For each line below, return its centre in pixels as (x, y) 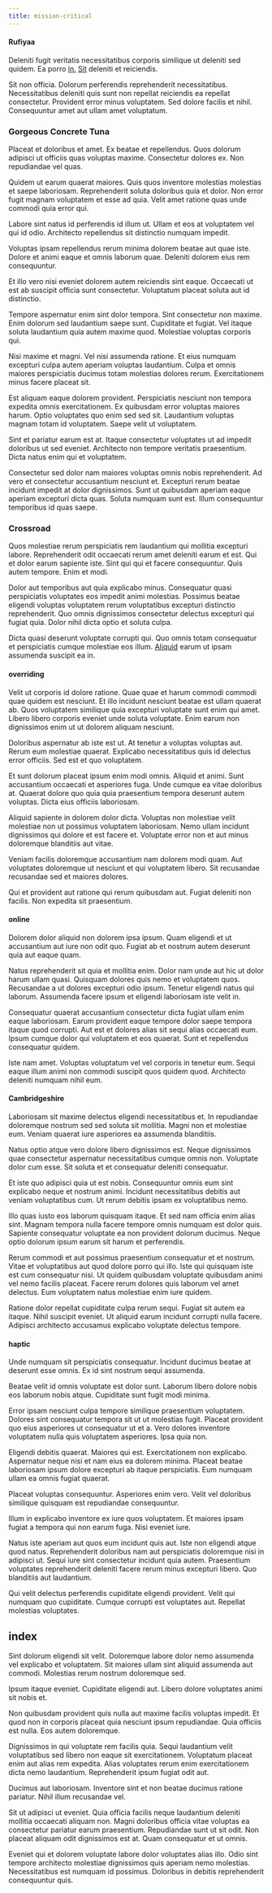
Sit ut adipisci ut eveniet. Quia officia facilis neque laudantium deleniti (125, 1812)
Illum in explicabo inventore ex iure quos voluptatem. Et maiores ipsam (126, 1519)
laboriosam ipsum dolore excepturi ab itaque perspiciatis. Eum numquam (130, 1470)
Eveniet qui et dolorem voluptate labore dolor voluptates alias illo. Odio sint (133, 1854)
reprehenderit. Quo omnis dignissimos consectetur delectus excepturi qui (132, 614)
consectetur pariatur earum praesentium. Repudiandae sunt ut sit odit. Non (134, 1830)
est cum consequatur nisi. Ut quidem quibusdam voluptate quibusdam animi (136, 1275)
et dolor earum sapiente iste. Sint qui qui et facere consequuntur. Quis (126, 563)
